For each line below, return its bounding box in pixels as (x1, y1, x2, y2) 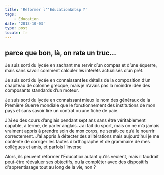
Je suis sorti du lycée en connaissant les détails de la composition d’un (5, 77, 151, 83)
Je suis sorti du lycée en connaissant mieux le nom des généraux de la (5, 97, 150, 103)
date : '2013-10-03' (5, 21, 46, 26)
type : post (5, 26, 28, 31)
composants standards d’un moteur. (5, 87, 79, 93)
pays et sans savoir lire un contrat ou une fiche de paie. (5, 107, 119, 113)
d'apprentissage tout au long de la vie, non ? (5, 164, 96, 170)
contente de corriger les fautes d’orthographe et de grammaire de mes (5, 138, 150, 144)
